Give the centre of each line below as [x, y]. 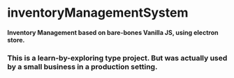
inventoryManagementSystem [98, 13]
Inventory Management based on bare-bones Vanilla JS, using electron [113, 32]
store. [16, 40]
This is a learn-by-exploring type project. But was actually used [117, 58]
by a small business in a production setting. [82, 66]
